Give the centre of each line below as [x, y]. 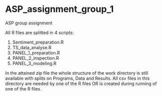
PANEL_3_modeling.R [34, 63]
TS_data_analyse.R [32, 47]
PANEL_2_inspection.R [35, 58]
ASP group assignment [29, 23]
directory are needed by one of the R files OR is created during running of [81, 84]
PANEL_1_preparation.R [36, 53]
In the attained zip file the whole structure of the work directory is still [77, 73]
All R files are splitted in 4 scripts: [39, 32]
